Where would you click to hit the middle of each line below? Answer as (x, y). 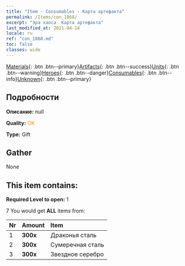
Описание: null (25, 112)
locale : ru (19, 33)
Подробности (33, 97)
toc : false (19, 45)
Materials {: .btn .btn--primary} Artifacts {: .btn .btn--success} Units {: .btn (92, 66)
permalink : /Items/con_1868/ (42, 17)
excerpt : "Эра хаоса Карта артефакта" (55, 22)
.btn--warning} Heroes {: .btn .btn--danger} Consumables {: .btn (81, 73)
